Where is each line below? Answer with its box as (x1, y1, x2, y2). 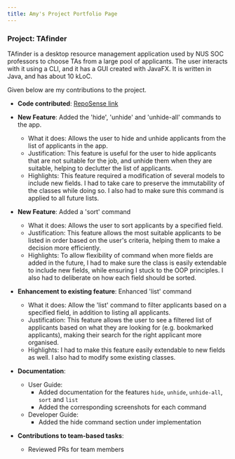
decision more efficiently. (27, 244, 102, 252)
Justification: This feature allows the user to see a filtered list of (27, 315, 212, 324)
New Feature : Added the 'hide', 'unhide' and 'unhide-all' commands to (17, 113, 222, 121)
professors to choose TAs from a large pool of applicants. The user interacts (7, 57, 228, 65)
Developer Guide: (27, 410, 79, 419)
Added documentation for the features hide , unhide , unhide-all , (38, 388, 223, 396)
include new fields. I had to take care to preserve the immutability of (27, 179, 225, 187)
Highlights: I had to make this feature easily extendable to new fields (27, 346, 226, 354)
